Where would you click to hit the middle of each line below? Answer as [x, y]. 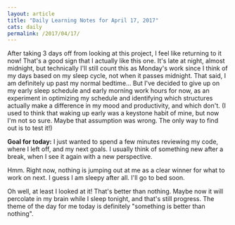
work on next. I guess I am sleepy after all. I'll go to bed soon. [96, 178]
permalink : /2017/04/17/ [44, 33]
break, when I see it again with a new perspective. [80, 157]
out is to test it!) [30, 128]
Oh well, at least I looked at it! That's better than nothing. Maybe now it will [115, 191]
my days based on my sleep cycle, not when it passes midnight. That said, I [117, 76]
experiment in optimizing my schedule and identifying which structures [110, 98]
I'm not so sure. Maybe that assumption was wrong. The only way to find [113, 121]
